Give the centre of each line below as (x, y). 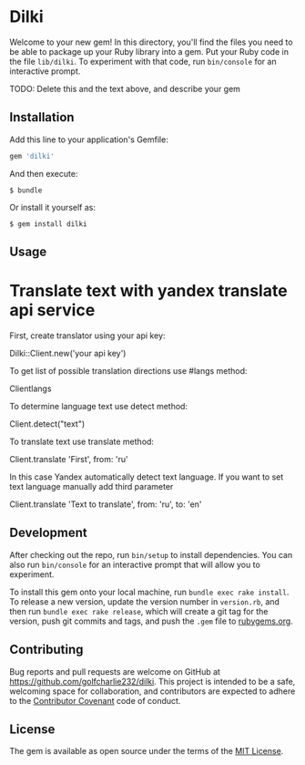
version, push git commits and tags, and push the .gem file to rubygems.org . (152, 621)
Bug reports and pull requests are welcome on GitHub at (115, 671)
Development (49, 533)
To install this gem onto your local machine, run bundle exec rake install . (149, 592)
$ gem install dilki (49, 224)
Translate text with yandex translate (149, 291)
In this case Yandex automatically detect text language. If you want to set (147, 477)
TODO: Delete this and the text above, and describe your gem (125, 88)
